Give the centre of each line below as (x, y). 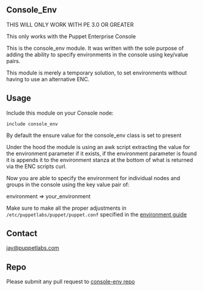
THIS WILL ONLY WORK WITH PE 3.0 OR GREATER (70, 24)
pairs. (13, 61)
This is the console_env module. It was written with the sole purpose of (95, 48)
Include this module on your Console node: (60, 113)
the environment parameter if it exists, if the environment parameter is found (101, 153)
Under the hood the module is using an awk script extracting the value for (98, 147)
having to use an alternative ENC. (48, 79)
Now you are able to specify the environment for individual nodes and (93, 178)
